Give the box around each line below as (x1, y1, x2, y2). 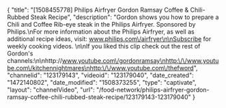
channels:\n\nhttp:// (7, 57, 63, 64)
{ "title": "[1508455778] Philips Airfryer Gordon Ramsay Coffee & (7, 6, 189, 14)
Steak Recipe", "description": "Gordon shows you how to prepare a (30, 13, 219, 21)
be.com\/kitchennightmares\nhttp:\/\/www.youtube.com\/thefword (7, 64, 194, 72)
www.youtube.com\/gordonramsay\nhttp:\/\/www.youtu (61, 57, 219, 64)
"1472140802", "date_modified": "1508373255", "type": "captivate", (7, 79, 197, 86)
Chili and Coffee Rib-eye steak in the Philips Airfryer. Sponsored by (7, 21, 196, 28)
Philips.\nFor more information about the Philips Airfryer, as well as (7, 27, 195, 36)
